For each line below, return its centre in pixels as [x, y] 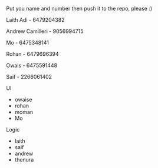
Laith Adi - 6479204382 [35, 20]
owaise [23, 100]
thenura [24, 160]
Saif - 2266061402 [29, 77]
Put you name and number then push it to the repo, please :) [79, 9]
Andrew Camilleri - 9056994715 [45, 31]
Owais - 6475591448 [32, 65]
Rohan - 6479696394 [32, 54]
